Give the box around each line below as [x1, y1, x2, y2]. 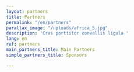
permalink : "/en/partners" [6, 19, 72, 25]
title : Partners [6, 14, 45, 20]
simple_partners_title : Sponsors [6, 52, 87, 58]
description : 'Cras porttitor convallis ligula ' [6, 30, 129, 36]
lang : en [6, 36, 27, 42]
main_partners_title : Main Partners [6, 47, 95, 53]
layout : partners [6, 8, 48, 15]
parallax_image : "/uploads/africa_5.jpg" [6, 25, 108, 31]
